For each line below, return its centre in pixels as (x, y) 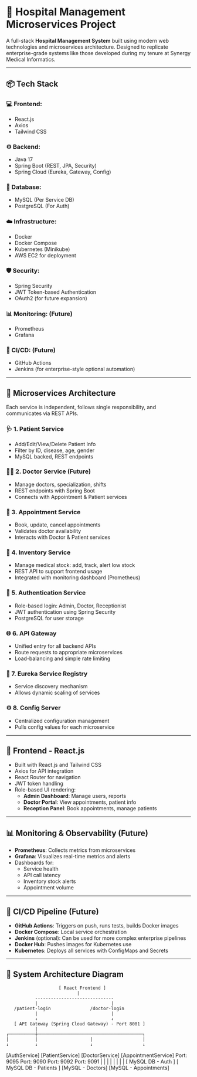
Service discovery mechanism (51, 687)
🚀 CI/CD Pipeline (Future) (52, 911)
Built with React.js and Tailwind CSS (58, 765)
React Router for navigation (47, 777)
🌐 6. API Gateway (31, 633)
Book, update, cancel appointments (57, 525)
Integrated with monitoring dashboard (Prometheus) (77, 577)
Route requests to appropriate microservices (69, 652)
